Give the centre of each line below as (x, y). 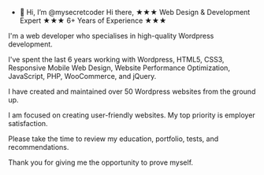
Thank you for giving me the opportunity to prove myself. (101, 162)
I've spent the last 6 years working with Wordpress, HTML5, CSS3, (116, 60)
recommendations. (39, 147)
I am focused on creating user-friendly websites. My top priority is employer (132, 115)
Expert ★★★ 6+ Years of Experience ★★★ (93, 20)
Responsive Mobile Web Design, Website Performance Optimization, (119, 68)
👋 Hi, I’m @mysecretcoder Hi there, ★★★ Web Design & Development (135, 12)
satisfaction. (28, 123)
